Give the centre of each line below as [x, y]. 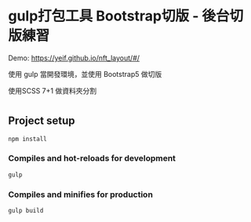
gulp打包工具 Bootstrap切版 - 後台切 [126, 16]
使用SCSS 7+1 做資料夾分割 [52, 90]
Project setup [42, 121]
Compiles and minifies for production [80, 195]
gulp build [26, 211]
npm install [27, 139]
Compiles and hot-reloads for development [92, 158]
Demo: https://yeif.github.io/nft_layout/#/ [74, 58]
